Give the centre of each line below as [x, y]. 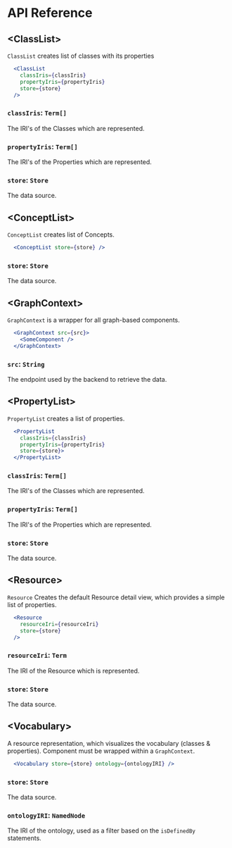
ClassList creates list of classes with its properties [81, 56]
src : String [26, 364]
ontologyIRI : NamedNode [46, 815]
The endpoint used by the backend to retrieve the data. [87, 379]
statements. [25, 838]
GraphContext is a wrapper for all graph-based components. [94, 320]
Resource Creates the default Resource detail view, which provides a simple [116, 597]
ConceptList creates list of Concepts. [61, 235]
